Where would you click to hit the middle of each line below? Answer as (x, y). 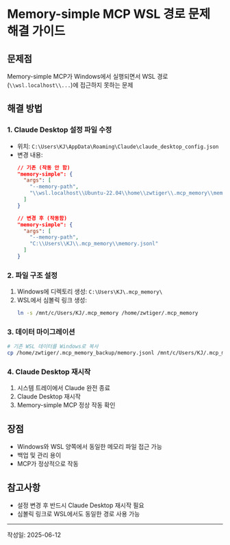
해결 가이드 (36, 31)
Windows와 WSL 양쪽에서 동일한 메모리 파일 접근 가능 (90, 447)
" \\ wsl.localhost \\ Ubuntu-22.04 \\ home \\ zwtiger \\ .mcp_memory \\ (122, 193)
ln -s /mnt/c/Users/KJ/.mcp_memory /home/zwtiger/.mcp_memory (107, 313)
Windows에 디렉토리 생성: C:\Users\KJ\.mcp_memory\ (90, 291)
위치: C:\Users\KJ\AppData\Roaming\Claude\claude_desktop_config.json (118, 146)
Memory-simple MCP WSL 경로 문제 (109, 14)
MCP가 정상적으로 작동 (48, 464)
